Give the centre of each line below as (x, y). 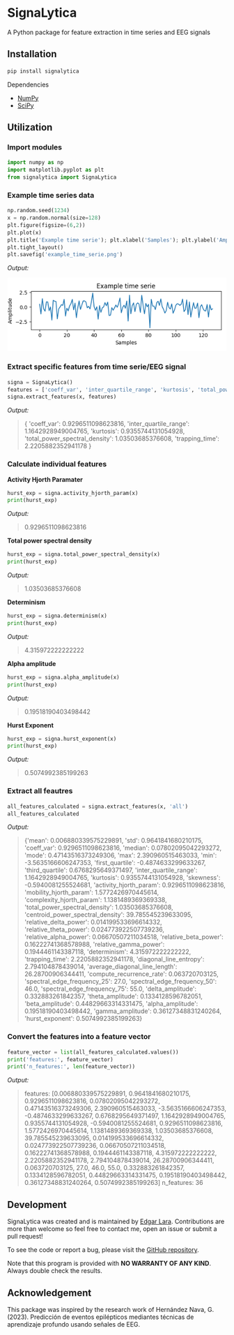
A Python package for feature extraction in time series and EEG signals (109, 32)
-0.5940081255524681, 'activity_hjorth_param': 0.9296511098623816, (125, 885)
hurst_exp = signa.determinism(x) (57, 616)
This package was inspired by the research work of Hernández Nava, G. (111, 1309)
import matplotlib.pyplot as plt (56, 170)
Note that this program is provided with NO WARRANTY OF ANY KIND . (109, 1263)
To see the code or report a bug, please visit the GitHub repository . (103, 1250)
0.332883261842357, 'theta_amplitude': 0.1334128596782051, (114, 996)
